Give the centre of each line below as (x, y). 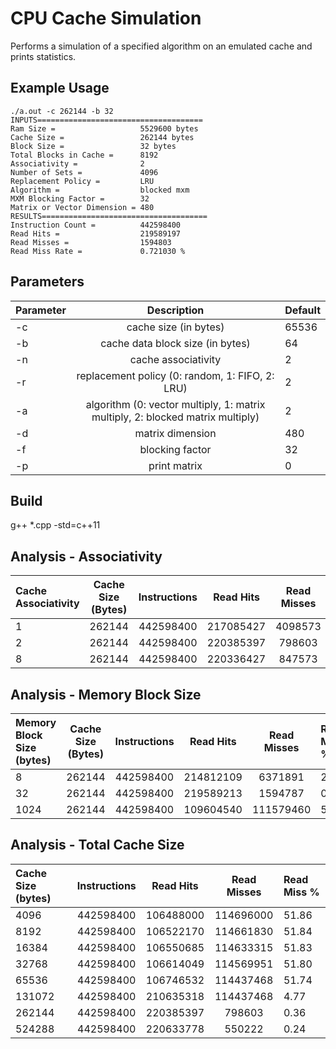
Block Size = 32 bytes (93, 146)
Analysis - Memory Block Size (106, 694)
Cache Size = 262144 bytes (102, 137)
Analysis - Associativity (86, 556)
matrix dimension (175, 433)
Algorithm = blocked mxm (100, 190)
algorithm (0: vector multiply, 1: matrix (175, 404)
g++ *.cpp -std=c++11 (55, 525)
